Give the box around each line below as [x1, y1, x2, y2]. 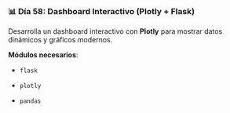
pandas [19, 97, 42, 105]
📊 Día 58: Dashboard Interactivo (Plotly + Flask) [8, 5, 195, 16]
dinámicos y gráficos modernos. [8, 35, 113, 45]
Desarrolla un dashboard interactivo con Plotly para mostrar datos [8, 27, 223, 36]
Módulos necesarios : [8, 50, 78, 60]
